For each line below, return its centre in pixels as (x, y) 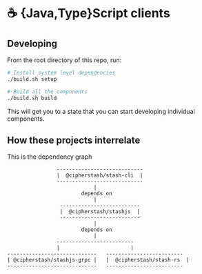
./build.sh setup (32, 79)
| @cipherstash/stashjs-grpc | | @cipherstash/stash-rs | (98, 260)
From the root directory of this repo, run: (64, 60)
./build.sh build (32, 98)
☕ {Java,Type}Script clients (89, 13)
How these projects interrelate (74, 140)
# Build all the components (48, 91)
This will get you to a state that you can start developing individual (101, 111)
